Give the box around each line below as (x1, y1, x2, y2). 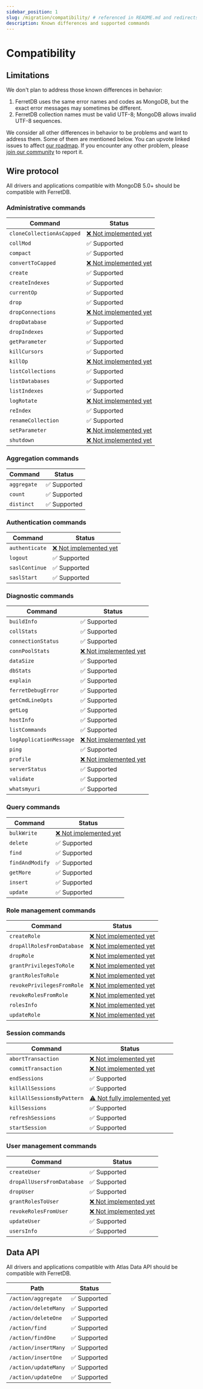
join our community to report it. (6, 148, 83, 156)
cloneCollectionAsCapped (9, 230, 81, 237)
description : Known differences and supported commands (6, 20, 150, 26)
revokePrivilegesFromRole (9, 982, 84, 989)
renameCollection (9, 417, 59, 424)
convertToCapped (9, 260, 56, 267)
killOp (9, 358, 28, 365)
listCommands (9, 726, 47, 734)
